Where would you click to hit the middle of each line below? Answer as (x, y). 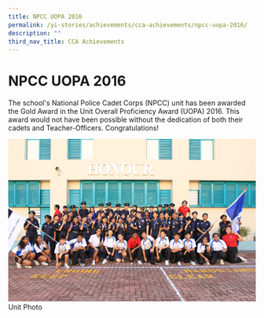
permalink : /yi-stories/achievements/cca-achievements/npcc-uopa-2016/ (128, 25)
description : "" (35, 33)
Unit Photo (26, 307)
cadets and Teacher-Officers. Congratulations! (84, 128)
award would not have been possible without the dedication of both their (126, 120)
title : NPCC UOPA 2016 (45, 16)
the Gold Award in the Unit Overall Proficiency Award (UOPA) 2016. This (124, 111)
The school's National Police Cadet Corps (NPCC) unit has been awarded (127, 103)
